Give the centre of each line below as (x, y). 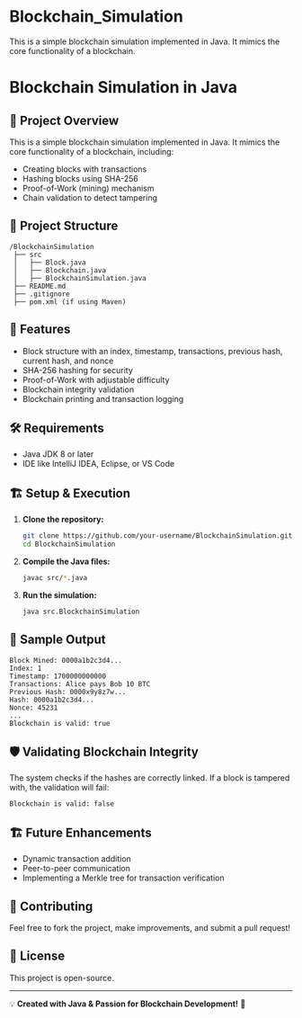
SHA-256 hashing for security (77, 370)
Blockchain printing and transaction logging (103, 398)
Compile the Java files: (66, 561)
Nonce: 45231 (34, 708)
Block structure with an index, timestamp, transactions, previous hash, (152, 351)
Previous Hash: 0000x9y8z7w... (68, 692)
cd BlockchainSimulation (69, 545)
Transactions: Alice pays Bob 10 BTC (80, 684)
